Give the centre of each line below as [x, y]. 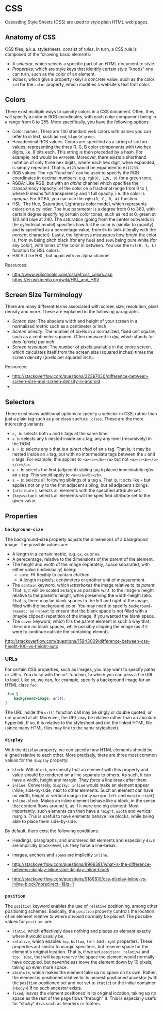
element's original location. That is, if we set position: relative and [81, 952]
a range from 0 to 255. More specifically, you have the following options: [77, 122]
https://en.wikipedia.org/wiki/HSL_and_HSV [56, 279]
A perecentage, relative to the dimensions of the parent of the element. [83, 559]
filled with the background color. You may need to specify [70, 606]
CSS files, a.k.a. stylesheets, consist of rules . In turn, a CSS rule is [71, 49]
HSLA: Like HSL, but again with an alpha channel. [61, 255]
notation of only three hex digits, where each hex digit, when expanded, [84, 162]
